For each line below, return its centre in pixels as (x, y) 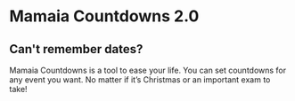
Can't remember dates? (76, 49)
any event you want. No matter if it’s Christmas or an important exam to (140, 80)
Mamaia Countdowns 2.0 (104, 16)
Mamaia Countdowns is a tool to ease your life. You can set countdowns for (148, 70)
